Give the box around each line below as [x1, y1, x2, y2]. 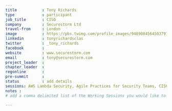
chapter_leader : [5, 64, 45, 70]
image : [5, 31, 45, 36]
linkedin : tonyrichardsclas [5, 36, 83, 41]
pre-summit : [5, 74, 45, 79]
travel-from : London [5, 27, 60, 32]
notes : [5, 88, 22, 94]
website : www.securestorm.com [5, 50, 91, 55]
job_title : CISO [5, 17, 56, 22]
